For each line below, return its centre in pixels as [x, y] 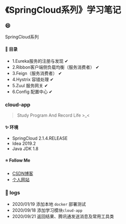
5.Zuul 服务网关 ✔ [30, 85]
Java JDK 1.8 [25, 149]
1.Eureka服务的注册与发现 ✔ [40, 61]
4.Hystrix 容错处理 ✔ [33, 79]
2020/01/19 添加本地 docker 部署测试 [49, 204]
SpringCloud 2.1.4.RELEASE [40, 138]
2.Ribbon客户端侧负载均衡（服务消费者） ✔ [56, 67]
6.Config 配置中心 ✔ [32, 92]
